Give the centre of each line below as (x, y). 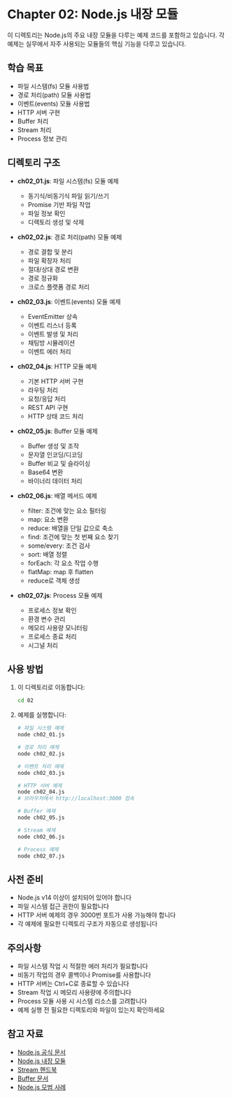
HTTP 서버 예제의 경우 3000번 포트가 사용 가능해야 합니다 (96, 915)
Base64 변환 (45, 472)
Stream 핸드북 (37, 1069)
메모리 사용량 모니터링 (58, 627)
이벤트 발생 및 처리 (53, 334)
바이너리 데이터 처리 (55, 480)
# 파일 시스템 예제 (41, 728)
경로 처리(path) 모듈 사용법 (54, 94)
